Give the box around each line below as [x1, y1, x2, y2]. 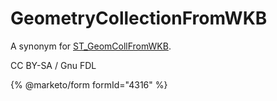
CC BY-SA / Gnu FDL [10, 59, 97, 71]
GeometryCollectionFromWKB [10, 7, 268, 30]
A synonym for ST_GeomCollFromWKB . [10, 40, 172, 52]
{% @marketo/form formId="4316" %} [10, 78, 168, 91]
